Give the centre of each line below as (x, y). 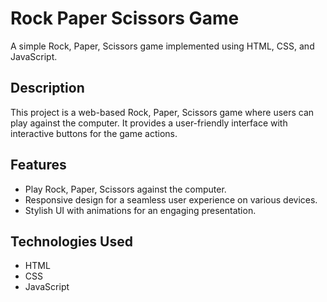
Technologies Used (71, 241)
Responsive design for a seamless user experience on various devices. (171, 199)
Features (38, 165)
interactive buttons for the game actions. (94, 133)
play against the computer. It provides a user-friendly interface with (149, 123)
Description (47, 88)
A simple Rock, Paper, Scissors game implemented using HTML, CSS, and (162, 46)
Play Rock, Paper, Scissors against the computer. (125, 189)
